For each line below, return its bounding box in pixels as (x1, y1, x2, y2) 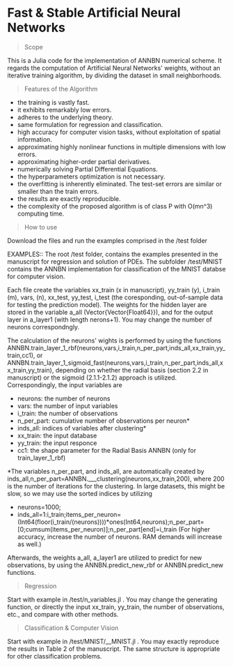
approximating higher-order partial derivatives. (17, 157, 152, 165)
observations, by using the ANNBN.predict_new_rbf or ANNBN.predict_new (7, 560, 224, 569)
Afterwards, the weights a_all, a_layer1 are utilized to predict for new (7, 553, 202, 562)
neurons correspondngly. (7, 322, 80, 331)
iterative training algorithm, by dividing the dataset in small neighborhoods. (7, 71, 222, 80)
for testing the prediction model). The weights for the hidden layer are (7, 300, 207, 308)
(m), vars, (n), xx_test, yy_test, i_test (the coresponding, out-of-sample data (7, 293, 223, 301)
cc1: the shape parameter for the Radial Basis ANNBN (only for (17, 446, 197, 454)
